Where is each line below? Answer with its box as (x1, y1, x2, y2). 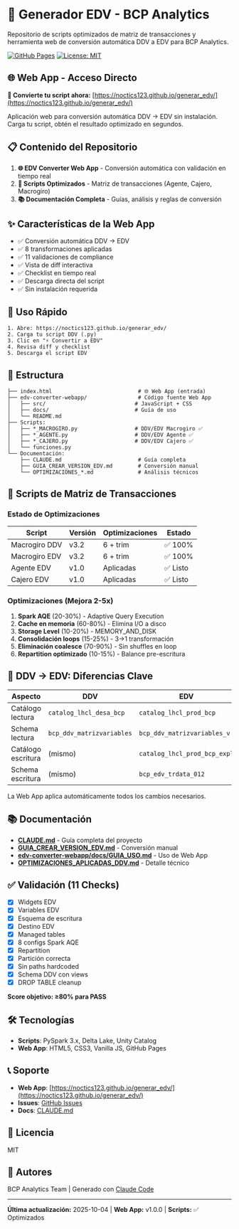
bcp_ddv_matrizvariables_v (139, 729, 230, 737)
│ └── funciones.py (7, 444, 72, 451)
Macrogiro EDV (11, 551, 62, 561)
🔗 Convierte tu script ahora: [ (7, 90, 95, 99)
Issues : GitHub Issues (17, 1098, 83, 1107)
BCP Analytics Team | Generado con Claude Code (7, 1185, 154, 1193)
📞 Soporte (7, 1065, 50, 1077)
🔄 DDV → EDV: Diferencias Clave (7, 670, 153, 682)
